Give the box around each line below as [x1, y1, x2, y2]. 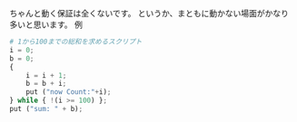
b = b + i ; [25, 80, 67, 89]
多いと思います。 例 [9, 19, 84, 30]
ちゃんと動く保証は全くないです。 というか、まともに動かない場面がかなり [9, 8, 289, 18]
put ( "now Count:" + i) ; [25, 88, 112, 97]
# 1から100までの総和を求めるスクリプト [9, 37, 143, 46]
